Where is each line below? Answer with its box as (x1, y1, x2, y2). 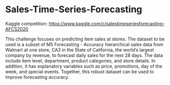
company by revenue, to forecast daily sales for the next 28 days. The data (5, 52, 163, 58)
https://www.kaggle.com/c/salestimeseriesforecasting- (48, 20, 165, 27)
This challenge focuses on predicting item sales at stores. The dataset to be (5, 36, 165, 42)
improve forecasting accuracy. (5, 74, 69, 80)
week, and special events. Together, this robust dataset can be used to (5, 68, 154, 75)
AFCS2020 (5, 26, 29, 32)
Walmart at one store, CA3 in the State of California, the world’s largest (5, 47, 154, 53)
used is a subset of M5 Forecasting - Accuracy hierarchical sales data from (5, 41, 163, 47)
